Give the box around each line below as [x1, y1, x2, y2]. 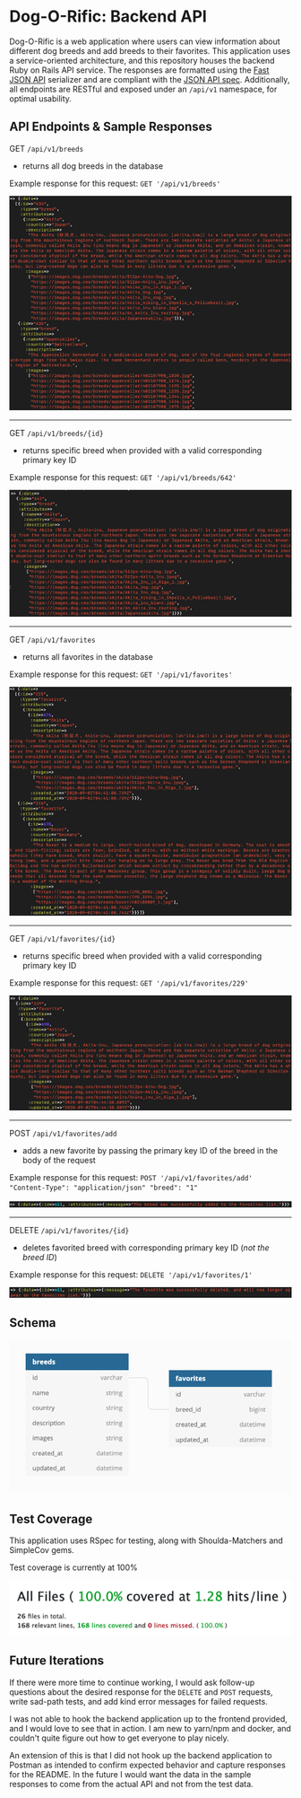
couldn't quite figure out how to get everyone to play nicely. [9, 1732, 230, 1743]
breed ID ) [21, 1252, 58, 1263]
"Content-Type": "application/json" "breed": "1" [9, 1183, 199, 1193]
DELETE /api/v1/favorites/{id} [9, 1225, 130, 1236]
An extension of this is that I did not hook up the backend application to [9, 1750, 272, 1760]
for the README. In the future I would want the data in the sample [9, 1768, 252, 1779]
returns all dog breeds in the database [21, 160, 164, 171]
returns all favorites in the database [21, 651, 154, 662]
